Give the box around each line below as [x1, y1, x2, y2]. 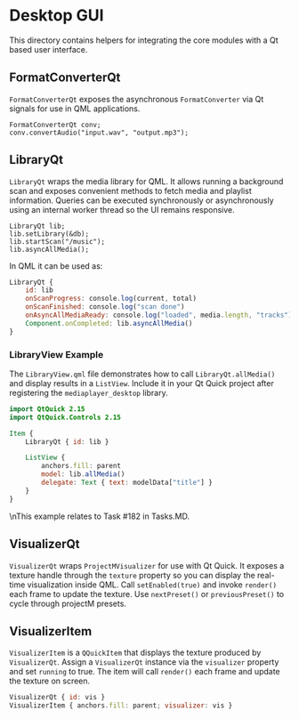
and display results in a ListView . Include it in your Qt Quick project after [9, 377, 274, 388]
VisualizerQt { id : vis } [9, 693, 105, 702]
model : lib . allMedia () [41, 470, 125, 479]
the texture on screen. [9, 675, 91, 686]
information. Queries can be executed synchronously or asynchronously [9, 195, 274, 206]
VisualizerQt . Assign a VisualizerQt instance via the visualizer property [9, 657, 279, 667]
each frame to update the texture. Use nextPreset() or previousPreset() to [9, 588, 285, 599]
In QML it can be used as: [9, 260, 103, 271]
